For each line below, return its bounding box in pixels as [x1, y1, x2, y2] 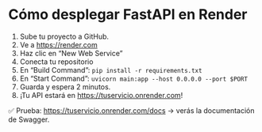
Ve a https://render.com [19, 40, 98, 49]
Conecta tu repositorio [19, 57, 94, 66]
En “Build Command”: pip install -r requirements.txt [19, 65, 202, 74]
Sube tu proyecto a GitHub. [19, 32, 110, 41]
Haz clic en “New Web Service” [19, 48, 123, 58]
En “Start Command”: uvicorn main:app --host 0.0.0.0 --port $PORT [19, 74, 249, 83]
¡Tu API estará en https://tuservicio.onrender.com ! [19, 90, 183, 100]
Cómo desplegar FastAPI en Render [8, 6, 248, 24]
